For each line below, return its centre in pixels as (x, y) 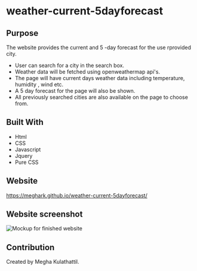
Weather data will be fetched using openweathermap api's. (87, 72)
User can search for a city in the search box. (69, 65)
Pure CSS (27, 162)
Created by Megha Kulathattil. (43, 262)
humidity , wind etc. (39, 84)
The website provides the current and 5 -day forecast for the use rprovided (98, 47)
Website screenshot (44, 214)
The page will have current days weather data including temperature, (100, 78)
